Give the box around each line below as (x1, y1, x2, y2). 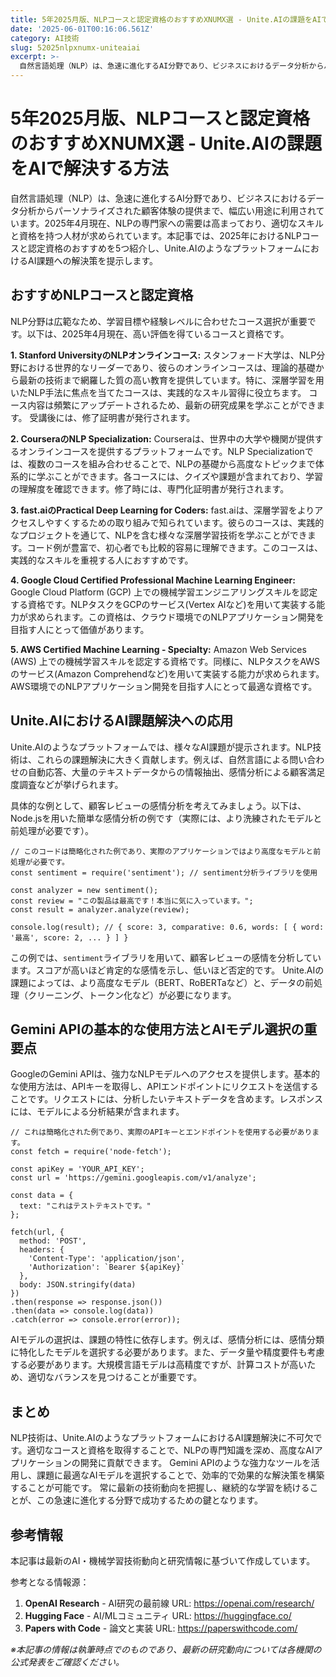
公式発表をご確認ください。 (10, 1656, 125, 1668)
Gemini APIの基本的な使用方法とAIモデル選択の (10, 1021, 305, 1038)
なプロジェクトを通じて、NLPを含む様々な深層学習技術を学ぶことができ (10, 529, 308, 541)
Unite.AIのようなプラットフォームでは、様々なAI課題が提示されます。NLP (10, 741, 313, 753)
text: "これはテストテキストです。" (19, 1201, 152, 1211)
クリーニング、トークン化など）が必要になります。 (27, 989, 237, 1001)
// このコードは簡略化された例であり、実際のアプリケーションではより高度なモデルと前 (10, 846, 322, 856)
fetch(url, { (10, 1227, 65, 1238)
